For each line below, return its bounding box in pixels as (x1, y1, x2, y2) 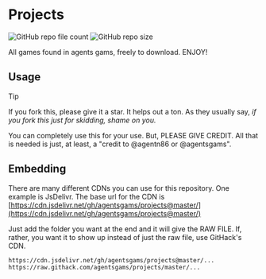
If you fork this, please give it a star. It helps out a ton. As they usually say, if (8, 107, 256, 116)
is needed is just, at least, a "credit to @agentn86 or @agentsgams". (8, 139, 232, 149)
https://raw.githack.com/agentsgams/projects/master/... (8, 263, 201, 271)
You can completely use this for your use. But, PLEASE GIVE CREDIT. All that (8, 130, 259, 140)
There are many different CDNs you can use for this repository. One (8, 183, 230, 192)
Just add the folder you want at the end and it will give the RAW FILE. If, (8, 224, 242, 234)
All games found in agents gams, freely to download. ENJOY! (8, 47, 208, 56)
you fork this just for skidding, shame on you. (8, 115, 156, 125)
